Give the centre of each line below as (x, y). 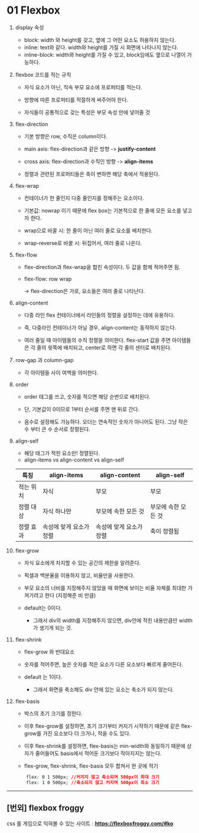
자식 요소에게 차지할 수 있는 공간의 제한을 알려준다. (82, 562)
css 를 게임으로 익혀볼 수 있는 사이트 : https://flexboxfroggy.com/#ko (90, 823)
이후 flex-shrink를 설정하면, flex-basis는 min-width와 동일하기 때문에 (105, 746)
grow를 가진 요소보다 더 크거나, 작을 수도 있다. (77, 733)
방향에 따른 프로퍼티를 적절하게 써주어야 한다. (76, 100)
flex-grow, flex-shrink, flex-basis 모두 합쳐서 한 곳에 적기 (91, 766)
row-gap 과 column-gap (44, 360)
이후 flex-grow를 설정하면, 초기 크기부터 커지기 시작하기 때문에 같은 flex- (108, 726)
